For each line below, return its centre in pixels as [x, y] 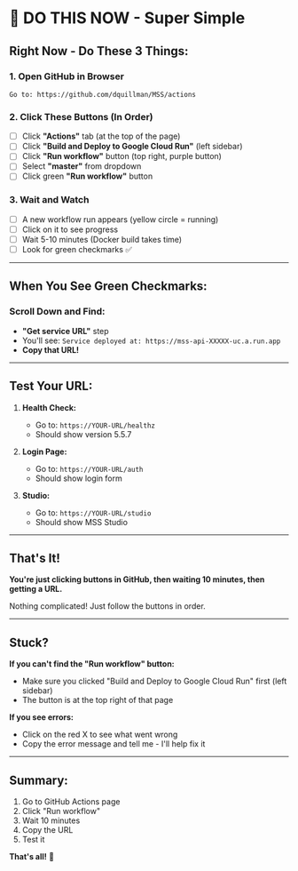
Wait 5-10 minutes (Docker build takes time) [102, 239]
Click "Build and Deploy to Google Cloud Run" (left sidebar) [132, 147]
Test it [33, 839]
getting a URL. [36, 589]
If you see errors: [41, 717]
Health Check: [49, 407]
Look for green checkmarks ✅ [77, 249]
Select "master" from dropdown [82, 166]
